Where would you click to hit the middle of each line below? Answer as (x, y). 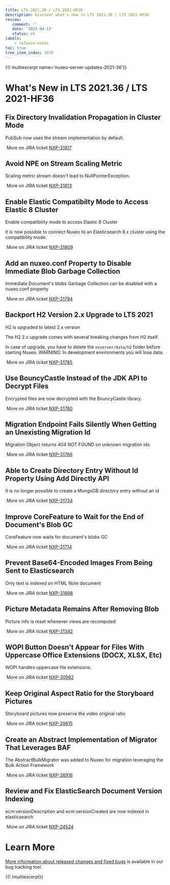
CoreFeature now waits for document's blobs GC (56, 537)
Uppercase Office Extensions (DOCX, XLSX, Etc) (83, 655)
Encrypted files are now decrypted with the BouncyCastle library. (74, 398)
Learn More (30, 848)
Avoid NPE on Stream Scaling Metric (64, 163)
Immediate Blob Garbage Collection (63, 271)
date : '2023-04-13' (33, 29)
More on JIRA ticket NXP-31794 (39, 298)
